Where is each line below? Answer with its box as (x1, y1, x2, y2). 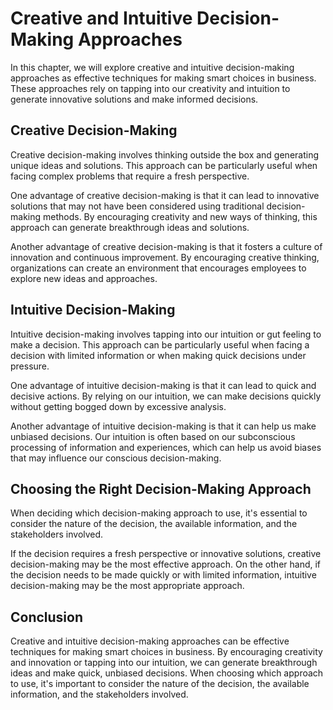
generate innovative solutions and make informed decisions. (10, 93, 259, 105)
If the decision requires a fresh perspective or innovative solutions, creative (10, 548, 322, 560)
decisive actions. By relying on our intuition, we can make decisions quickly (10, 390, 322, 402)
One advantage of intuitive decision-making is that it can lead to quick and (10, 379, 317, 391)
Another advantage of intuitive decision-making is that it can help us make (10, 420, 317, 432)
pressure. (10, 360, 50, 372)
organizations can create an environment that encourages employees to (10, 262, 307, 274)
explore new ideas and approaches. (10, 272, 158, 284)
